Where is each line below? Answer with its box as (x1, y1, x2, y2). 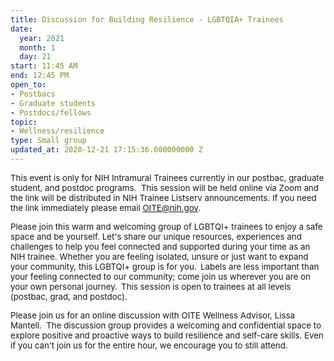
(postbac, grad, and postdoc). (10, 291, 128, 302)
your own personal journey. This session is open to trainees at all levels (10, 281, 292, 292)
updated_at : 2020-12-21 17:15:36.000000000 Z (10, 145, 203, 155)
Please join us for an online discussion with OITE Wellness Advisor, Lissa (10, 309, 296, 321)
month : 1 (19, 42, 56, 53)
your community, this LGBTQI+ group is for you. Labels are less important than (10, 261, 320, 272)
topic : (10, 117, 38, 127)
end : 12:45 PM (10, 71, 70, 81)
